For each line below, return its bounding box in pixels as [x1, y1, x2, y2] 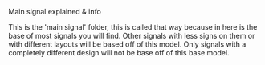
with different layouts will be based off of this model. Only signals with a [8, 39, 247, 49]
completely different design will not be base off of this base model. [8, 48, 230, 57]
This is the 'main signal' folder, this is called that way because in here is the [8, 22, 258, 31]
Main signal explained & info [8, 7, 102, 16]
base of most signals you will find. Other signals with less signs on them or [8, 31, 255, 40]
